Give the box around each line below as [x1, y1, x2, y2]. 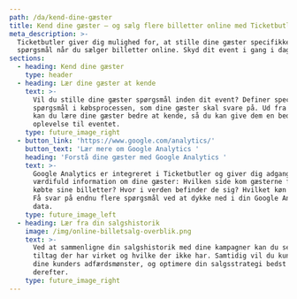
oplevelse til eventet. [32, 120, 121, 129]
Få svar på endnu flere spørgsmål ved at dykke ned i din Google [32, 194, 278, 203]
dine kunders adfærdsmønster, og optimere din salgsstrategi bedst [32, 260, 287, 269]
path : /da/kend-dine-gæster [9, 12, 113, 22]
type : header [25, 71, 73, 80]
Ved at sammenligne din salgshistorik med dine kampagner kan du [32, 243, 278, 252]
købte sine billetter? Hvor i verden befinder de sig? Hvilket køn [32, 186, 287, 195]
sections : [9, 54, 46, 63]
